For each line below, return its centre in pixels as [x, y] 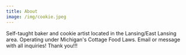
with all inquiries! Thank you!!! [42, 45]
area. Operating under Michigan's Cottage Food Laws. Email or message [93, 39]
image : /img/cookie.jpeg [36, 17]
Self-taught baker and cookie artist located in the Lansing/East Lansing [91, 33]
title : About [22, 11]
